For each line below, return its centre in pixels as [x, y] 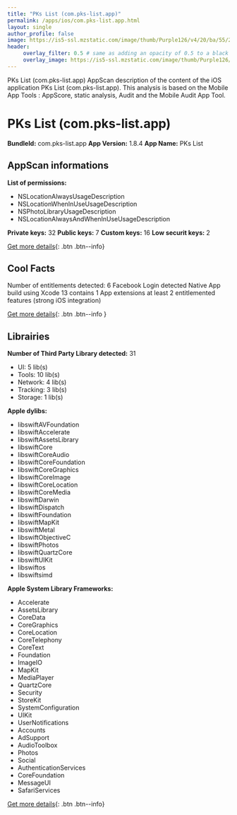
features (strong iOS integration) [54, 301]
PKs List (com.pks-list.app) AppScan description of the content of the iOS [115, 80]
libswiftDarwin [38, 500]
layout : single [30, 27]
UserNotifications [43, 723]
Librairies [29, 336]
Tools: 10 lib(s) [38, 375]
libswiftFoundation [44, 515]
